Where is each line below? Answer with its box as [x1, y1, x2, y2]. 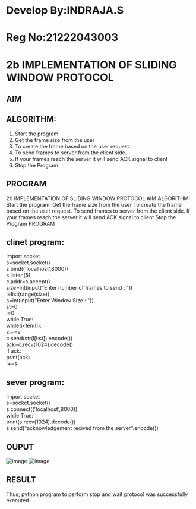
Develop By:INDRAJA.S [6, 4, 124, 17]
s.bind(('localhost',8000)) [6, 265, 68, 273]
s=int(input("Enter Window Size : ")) [6, 297, 94, 304]
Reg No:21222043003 [6, 31, 119, 45]
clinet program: [6, 237, 65, 247]
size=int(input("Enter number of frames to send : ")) [6, 284, 133, 292]
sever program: [6, 377, 65, 387]
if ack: [6, 347, 22, 355]
